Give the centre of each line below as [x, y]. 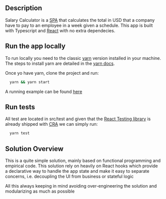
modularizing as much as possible [40, 191]
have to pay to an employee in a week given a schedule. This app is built [79, 25]
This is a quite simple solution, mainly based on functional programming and [83, 161]
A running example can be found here [44, 92]
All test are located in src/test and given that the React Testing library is [78, 119]
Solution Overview [34, 149]
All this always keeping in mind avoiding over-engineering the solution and [81, 186]
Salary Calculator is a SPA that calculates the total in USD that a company [80, 20]
